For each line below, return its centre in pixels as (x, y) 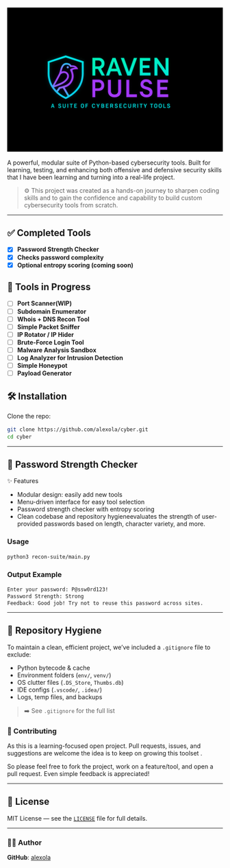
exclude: (19, 654)
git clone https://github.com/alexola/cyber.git (78, 430)
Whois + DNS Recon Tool (53, 319)
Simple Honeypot (42, 365)
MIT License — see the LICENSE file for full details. (77, 818)
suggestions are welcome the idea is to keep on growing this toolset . (105, 753)
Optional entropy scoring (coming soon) (75, 265)
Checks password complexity (60, 257)
